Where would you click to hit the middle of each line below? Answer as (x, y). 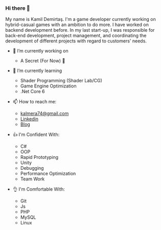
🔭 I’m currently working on (40, 51)
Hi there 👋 (18, 8)
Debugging (32, 168)
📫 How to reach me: (34, 102)
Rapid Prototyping (39, 157)
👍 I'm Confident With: (36, 134)
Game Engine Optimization (48, 86)
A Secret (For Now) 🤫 (43, 61)
